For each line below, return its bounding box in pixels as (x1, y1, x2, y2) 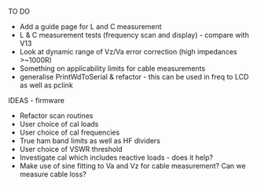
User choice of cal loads (19, 120, 99, 128)
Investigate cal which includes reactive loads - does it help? (19, 153, 214, 162)
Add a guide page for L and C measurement (19, 22, 163, 31)
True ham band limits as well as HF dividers (19, 136, 161, 145)
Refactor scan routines (19, 111, 94, 120)
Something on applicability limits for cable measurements (19, 64, 206, 73)
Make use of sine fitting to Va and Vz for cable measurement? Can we (19, 161, 246, 170)
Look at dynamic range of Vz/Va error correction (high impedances (19, 47, 237, 56)
